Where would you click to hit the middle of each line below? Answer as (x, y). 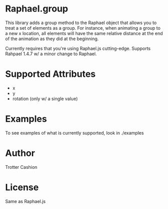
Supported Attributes (51, 74)
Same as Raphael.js (26, 201)
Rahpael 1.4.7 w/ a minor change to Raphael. (51, 54)
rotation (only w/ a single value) (45, 98)
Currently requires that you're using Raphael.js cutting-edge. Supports (78, 48)
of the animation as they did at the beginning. (52, 39)
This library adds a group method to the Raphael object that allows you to (81, 23)
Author (20, 153)
